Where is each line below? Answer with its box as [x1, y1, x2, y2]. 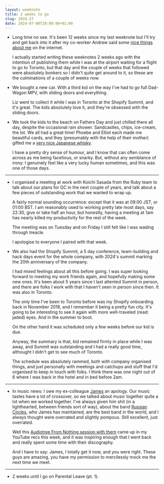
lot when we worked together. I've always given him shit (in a [12, 399, 135, 405]
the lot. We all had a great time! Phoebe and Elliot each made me [12, 129, 143, 135]
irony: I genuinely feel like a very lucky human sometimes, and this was [12, 160, 155, 166]
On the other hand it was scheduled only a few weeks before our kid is [12, 324, 155, 330]
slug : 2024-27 [5, 16, 34, 21]
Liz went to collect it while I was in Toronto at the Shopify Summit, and [12, 99, 154, 105]
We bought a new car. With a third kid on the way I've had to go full [12, 84, 147, 91]
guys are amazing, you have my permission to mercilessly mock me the [12, 454, 156, 460]
